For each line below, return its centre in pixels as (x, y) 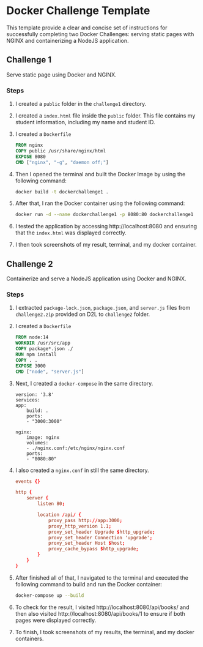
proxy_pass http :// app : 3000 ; (85, 520)
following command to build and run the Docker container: (88, 584)
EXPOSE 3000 (30, 366)
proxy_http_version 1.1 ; (80, 526)
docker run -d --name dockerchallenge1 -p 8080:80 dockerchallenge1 (104, 215)
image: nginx (43, 437)
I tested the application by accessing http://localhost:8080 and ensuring (106, 226)
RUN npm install (36, 355)
